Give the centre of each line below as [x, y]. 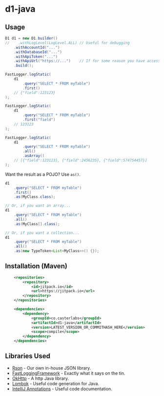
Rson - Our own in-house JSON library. [51, 368]
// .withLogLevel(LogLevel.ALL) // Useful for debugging [68, 43]
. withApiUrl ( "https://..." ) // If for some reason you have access [87, 61]
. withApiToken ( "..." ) [36, 57]
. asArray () [34, 156]
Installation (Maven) [36, 266]
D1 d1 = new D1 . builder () [31, 38]
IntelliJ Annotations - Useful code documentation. [62, 389]
